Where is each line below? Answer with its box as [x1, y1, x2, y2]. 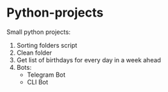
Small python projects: [6, 28, 71, 36]
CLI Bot [26, 77, 49, 86]
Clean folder [16, 48, 53, 57]
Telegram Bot [26, 71, 66, 79]
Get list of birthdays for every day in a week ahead [16, 55, 161, 64]
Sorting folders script [16, 41, 78, 49]
